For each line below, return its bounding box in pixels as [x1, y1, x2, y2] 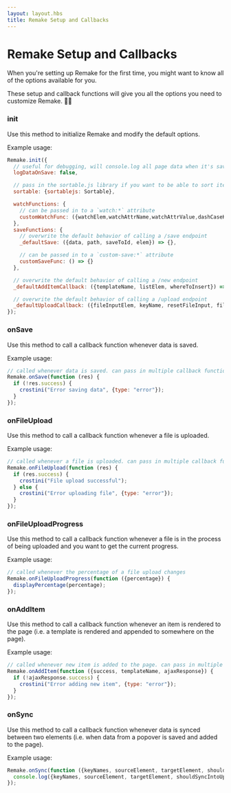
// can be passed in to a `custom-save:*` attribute [19, 252, 174, 259]
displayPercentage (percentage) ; [13, 582, 107, 589]
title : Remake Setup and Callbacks [7, 17, 109, 23]
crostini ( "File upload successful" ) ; [19, 477, 128, 484]
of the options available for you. [7, 77, 98, 85]
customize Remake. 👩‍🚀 [7, 97, 72, 106]
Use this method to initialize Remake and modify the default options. [7, 130, 201, 138]
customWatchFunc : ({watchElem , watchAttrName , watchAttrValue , [19, 213, 198, 221]
